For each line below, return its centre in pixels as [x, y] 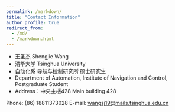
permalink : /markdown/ [34, 11]
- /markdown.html [33, 39]
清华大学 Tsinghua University [50, 64]
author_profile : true [33, 22]
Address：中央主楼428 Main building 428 [65, 91]
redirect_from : [25, 28]
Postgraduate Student [41, 84]
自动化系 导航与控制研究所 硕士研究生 [60, 71]
